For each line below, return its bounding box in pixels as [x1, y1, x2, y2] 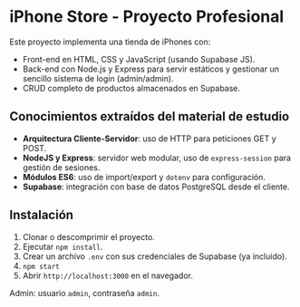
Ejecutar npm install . [22, 241, 103, 252]
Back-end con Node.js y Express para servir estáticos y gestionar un [22, 63, 279, 74]
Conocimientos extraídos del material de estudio [9, 109, 290, 124]
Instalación [9, 207, 74, 223]
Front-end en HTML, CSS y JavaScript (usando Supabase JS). [22, 53, 256, 64]
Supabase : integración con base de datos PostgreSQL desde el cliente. [22, 181, 290, 192]
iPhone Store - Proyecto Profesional [9, 6, 285, 27]
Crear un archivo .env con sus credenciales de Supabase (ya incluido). [22, 251, 287, 262]
